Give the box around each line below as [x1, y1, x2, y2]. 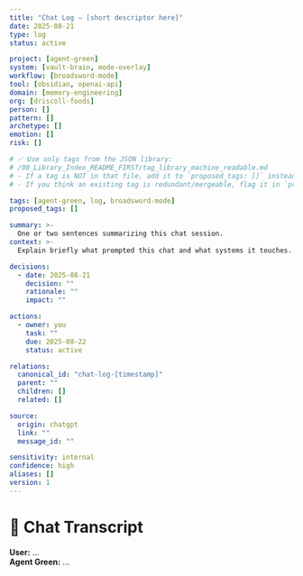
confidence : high [9, 462, 75, 471]
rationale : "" [25, 288, 78, 297]
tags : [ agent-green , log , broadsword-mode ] [9, 196, 176, 206]
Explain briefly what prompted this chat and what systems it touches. [17, 245, 293, 255]
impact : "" [25, 296, 67, 305]
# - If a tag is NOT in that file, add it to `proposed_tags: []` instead [9, 171, 297, 180]
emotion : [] [9, 130, 54, 140]
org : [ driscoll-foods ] [9, 96, 95, 105]
